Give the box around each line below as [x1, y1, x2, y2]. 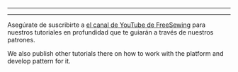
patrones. [7, 36, 35, 44]
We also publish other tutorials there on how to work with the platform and [7, 49, 224, 57]
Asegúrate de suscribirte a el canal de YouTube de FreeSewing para [7, 20, 206, 29]
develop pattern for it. [7, 57, 71, 65]
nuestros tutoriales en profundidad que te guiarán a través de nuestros [7, 28, 214, 36]
